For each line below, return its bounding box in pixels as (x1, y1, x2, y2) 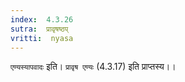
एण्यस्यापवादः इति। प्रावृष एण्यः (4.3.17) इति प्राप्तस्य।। (10, 61, 177, 73)
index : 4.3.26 (10, 14, 74, 25)
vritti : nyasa (10, 33, 74, 43)
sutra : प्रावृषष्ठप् (10, 24, 69, 34)
